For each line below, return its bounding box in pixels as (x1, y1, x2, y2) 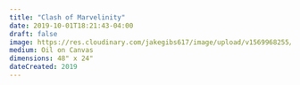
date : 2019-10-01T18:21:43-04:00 (9, 21, 134, 30)
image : (9, 37, 34, 47)
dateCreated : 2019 (9, 63, 78, 72)
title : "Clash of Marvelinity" (9, 12, 126, 22)
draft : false (9, 29, 58, 38)
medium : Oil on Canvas (9, 46, 94, 55)
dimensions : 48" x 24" (9, 54, 94, 63)
